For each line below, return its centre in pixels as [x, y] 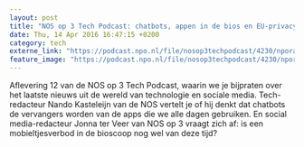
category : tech [38, 43]
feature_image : [38, 60]
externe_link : [36, 51]
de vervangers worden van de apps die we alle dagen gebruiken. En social [148, 114]
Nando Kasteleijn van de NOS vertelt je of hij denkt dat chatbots [166, 104]
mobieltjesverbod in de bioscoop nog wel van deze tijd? [114, 133]
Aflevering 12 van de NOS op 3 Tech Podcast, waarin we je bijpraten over [146, 85]
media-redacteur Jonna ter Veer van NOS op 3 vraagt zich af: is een [137, 124]
